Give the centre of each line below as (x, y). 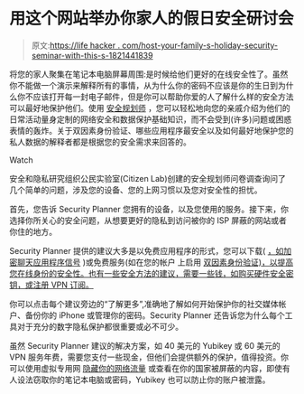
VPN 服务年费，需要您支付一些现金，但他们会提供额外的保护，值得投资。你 (149, 357)
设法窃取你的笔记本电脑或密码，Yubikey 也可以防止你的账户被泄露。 (143, 380)
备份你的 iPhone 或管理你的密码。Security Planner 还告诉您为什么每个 (155, 315)
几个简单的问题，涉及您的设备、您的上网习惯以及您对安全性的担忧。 (136, 190)
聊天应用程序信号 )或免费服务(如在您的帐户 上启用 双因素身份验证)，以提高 (155, 262)
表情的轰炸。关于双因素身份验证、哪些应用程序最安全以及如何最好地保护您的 (152, 130)
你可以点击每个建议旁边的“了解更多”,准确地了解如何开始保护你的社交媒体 (144, 304)
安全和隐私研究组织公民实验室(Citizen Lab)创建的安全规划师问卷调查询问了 (148, 178)
